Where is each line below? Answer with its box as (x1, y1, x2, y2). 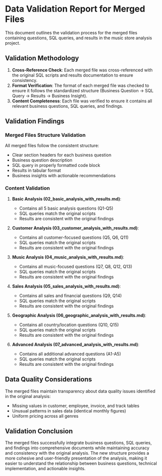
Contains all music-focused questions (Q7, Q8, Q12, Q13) (19, 263, 133, 269)
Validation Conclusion (5, 427, 73, 435)
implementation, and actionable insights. (5, 466, 86, 472)
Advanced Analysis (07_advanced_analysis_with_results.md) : (12, 341, 139, 347)
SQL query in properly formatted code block (12, 163, 101, 168)
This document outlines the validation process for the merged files (5, 30, 138, 35)
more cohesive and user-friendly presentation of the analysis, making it (5, 455, 147, 461)
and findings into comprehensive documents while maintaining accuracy (5, 445, 150, 451)
